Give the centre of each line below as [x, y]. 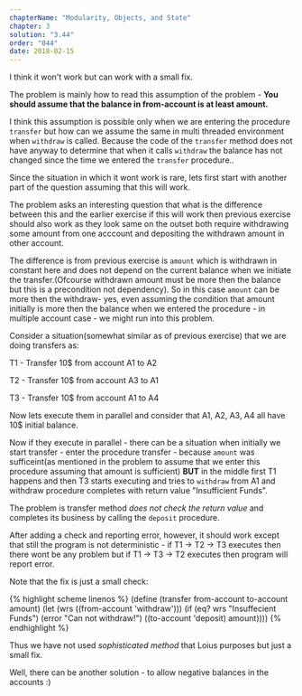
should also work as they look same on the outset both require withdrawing [149, 224]
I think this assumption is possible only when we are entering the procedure [150, 122]
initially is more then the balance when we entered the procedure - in [137, 309]
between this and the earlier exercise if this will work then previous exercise [150, 214]
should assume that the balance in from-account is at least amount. [139, 104]
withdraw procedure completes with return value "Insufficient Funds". [138, 491]
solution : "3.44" [42, 34]
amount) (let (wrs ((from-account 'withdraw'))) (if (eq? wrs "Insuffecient [143, 609]
